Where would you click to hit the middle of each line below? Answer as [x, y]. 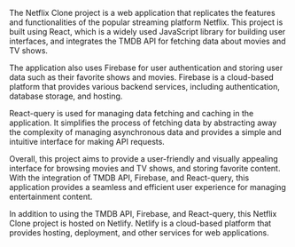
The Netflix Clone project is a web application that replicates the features [143, 13]
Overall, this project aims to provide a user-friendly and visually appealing [144, 159]
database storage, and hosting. [66, 96]
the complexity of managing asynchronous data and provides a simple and [145, 132]
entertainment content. [51, 196]
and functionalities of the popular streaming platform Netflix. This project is [146, 22]
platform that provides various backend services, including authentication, [145, 87]
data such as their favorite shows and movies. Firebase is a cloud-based [142, 77]
